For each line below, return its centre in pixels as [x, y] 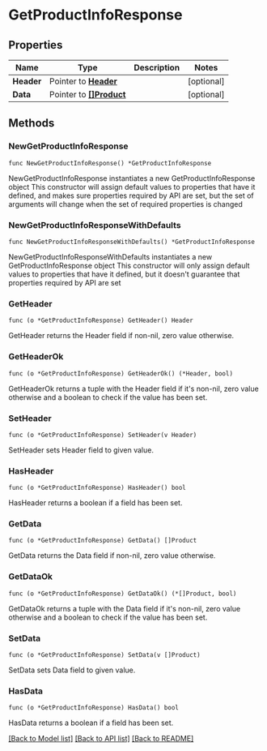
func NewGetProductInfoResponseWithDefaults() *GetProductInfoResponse [131, 242]
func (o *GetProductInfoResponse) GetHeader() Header [101, 321]
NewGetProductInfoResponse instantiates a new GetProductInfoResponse [132, 178]
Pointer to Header [83, 81]
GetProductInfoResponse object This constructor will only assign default [129, 265]
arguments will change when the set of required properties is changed [125, 204]
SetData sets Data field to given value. [72, 670]
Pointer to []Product [88, 94]
